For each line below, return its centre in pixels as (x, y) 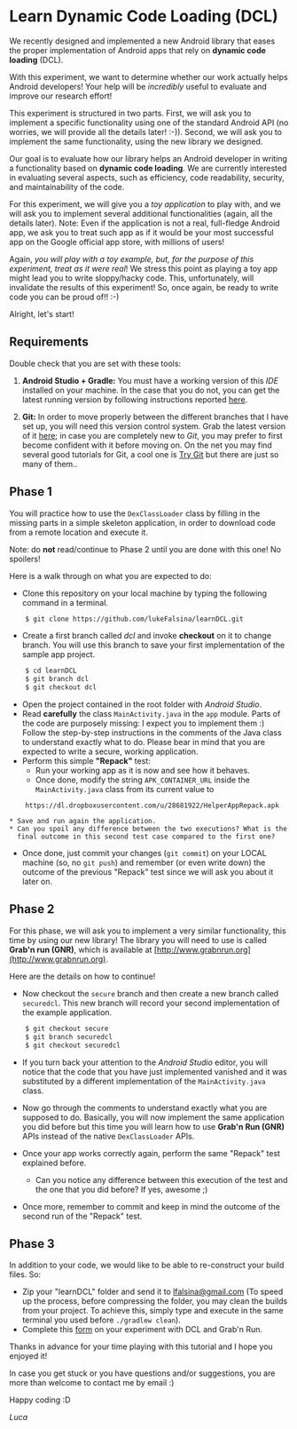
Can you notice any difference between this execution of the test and (161, 1179)
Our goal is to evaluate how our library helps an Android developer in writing (148, 158)
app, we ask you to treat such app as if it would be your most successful (141, 232)
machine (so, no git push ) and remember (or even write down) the (144, 862)
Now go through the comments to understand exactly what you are (145, 1107)
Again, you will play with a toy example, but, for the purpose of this (132, 258)
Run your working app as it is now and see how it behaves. (142, 771)
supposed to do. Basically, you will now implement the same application (153, 1117)
